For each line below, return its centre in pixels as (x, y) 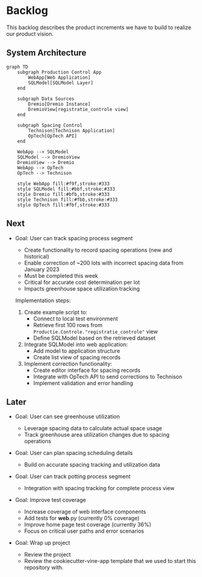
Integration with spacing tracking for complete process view (99, 488)
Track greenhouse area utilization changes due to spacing (97, 435)
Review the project (47, 555)
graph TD (17, 67)
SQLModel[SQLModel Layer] (61, 83)
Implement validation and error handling (83, 383)
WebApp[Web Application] (59, 77)
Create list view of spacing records (77, 357)
